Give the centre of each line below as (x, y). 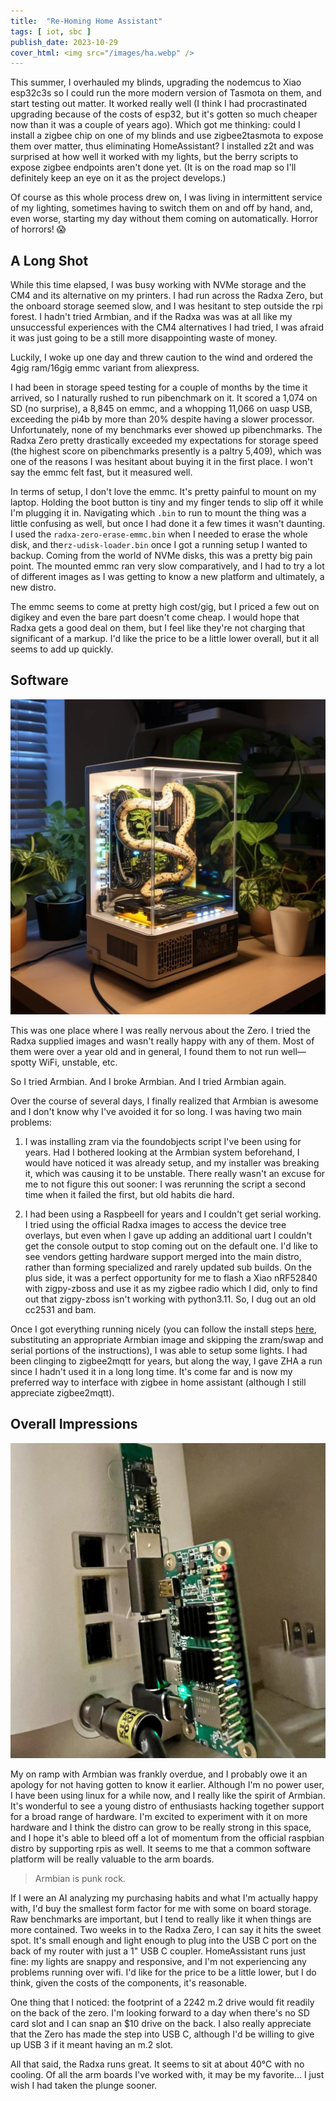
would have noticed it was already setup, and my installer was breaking (172, 1162)
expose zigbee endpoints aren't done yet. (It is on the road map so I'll (153, 167)
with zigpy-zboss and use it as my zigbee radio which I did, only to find (171, 1288)
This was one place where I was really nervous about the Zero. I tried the (160, 1030)
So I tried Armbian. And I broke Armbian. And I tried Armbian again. (148, 1081)
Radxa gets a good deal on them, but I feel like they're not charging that (158, 628)
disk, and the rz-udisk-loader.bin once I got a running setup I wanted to (159, 545)
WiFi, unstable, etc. (78, 1062)
